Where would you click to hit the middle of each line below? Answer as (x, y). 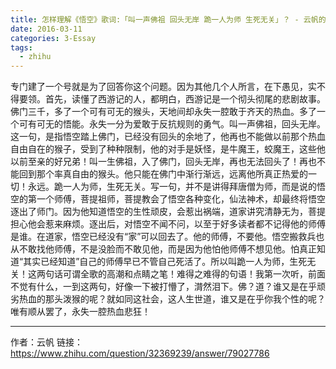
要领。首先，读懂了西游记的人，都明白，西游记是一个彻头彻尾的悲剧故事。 (172, 99)
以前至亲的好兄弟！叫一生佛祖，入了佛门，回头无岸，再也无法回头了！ (155, 162)
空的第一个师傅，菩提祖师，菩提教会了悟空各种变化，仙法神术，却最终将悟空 (168, 199)
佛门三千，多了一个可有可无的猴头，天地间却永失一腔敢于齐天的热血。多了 (163, 112)
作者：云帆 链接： (46, 342)
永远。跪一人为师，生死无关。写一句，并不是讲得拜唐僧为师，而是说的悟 (176, 187)
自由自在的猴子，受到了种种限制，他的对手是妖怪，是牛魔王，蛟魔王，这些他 (168, 149)
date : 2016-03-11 (46, 29)
